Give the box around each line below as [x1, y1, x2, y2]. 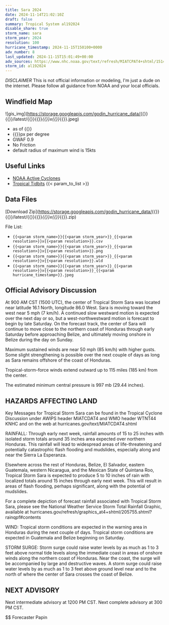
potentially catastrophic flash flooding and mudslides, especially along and [5, 447, 160, 453]
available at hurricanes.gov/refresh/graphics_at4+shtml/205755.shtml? [5, 509, 152, 515]
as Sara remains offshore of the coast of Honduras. [5, 357, 112, 363]
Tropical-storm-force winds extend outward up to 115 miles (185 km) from [5, 367, 157, 373]
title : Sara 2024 [5, 7, 42, 13]
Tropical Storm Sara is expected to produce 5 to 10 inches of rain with [5, 472, 150, 478]
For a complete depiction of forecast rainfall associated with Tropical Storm [5, 498, 161, 504]
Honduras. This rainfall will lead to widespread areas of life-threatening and [5, 441, 162, 447]
